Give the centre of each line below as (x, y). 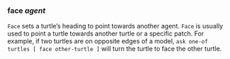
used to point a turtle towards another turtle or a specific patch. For (106, 33)
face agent (27, 11)
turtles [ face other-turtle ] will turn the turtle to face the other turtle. (115, 49)
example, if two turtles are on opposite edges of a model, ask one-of (108, 41)
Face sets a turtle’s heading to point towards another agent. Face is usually (115, 26)
